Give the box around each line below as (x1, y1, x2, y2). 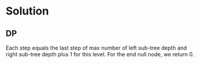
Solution (5, 4, 49, 18)
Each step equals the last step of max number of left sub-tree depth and (5, 44, 187, 51)
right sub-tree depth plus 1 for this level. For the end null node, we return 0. (5, 51, 195, 58)
